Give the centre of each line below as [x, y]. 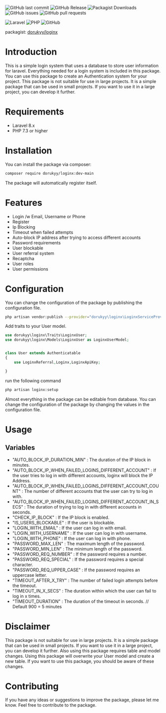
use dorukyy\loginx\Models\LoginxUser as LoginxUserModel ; [67, 340]
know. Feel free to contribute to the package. [51, 705]
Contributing [32, 686]
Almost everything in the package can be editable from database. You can [81, 399]
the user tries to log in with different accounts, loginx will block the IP [83, 475]
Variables [20, 448]
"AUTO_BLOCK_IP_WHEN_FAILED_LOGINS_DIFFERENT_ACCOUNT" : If [84, 470]
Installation [29, 151]
